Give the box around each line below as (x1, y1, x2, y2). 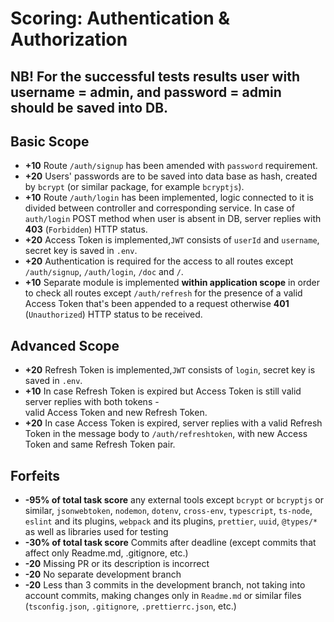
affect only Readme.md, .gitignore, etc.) (24, 547, 189, 559)
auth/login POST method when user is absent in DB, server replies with (24, 213, 322, 225)
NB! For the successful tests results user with (10, 68, 300, 85)
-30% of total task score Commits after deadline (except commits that (24, 537, 317, 549)
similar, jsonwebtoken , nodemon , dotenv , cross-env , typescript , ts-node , (24, 505, 313, 517)
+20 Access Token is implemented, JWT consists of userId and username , (24, 234, 320, 246)
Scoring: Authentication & (10, 7, 231, 30)
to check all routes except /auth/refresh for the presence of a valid (24, 287, 303, 299)
